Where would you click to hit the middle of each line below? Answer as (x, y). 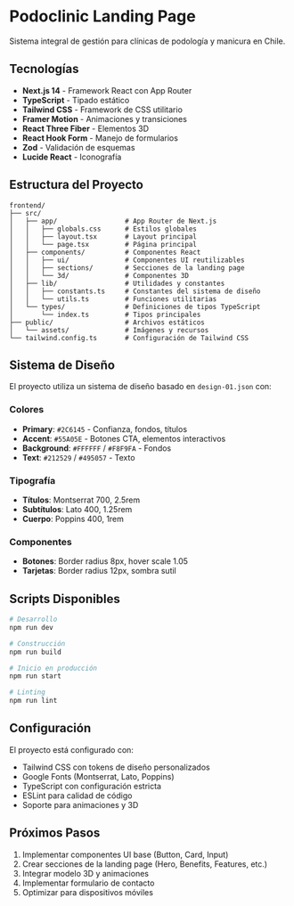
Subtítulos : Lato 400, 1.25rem (77, 509)
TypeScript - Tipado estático (76, 100)
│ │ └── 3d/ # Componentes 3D (99, 275)
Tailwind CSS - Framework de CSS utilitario (102, 110)
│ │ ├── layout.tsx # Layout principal (103, 237)
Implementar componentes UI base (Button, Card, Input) (125, 854)
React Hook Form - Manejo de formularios (100, 138)
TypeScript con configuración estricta (92, 786)
